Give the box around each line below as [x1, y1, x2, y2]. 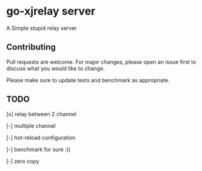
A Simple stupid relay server [6, 24, 77, 32]
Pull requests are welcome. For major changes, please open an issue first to [6, 58, 197, 65]
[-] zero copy [6, 157, 40, 165]
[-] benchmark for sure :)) [6, 145, 71, 153]
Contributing [6, 42, 56, 52]
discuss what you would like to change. [6, 65, 105, 72]
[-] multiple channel [6, 122, 56, 129]
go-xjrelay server [6, 4, 96, 18]
